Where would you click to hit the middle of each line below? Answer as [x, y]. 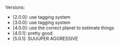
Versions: [15, 7]
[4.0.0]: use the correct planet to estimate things [63, 28]
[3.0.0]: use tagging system [41, 22]
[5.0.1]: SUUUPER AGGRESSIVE [45, 38]
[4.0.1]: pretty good [33, 33]
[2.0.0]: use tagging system [41, 17]
